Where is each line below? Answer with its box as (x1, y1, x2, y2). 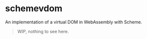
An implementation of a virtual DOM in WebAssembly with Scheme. (5, 19, 143, 25)
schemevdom (5, 3, 63, 14)
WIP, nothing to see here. (17, 28, 69, 34)
